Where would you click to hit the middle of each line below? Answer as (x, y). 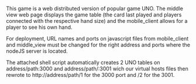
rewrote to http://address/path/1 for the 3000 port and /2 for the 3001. (90, 75)
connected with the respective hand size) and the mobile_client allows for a (97, 21)
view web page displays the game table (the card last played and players (94, 15)
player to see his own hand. (39, 27)
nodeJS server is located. (37, 51)
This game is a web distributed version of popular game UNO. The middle (94, 9)
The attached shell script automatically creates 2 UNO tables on (83, 62)
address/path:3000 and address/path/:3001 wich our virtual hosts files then (97, 69)
